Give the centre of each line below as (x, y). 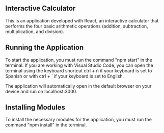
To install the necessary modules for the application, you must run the (78, 120)
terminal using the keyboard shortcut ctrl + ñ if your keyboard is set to (79, 70)
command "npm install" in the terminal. (46, 125)
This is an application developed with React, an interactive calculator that (82, 20)
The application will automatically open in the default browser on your (78, 86)
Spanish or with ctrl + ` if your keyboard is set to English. (65, 76)
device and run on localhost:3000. (41, 91)
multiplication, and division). (35, 31)
